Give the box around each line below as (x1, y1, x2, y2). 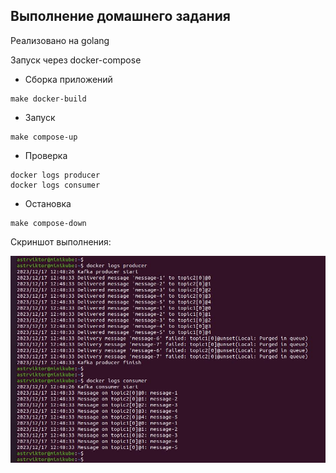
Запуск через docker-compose (10, 54, 142, 66)
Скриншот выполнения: (10, 235, 112, 248)
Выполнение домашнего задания (10, 8, 231, 25)
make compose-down (10, 218, 87, 228)
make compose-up (10, 132, 78, 142)
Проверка (24, 149, 68, 161)
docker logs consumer (10, 180, 101, 190)
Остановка (24, 197, 72, 209)
